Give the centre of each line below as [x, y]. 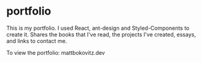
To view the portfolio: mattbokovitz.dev [56, 52]
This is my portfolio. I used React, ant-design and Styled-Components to [98, 28]
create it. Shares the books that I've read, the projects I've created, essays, [101, 34]
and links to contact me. [37, 41]
